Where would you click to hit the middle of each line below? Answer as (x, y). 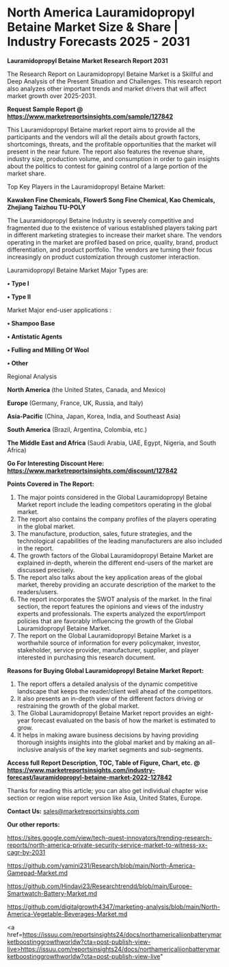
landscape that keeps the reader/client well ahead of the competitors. (115, 691)
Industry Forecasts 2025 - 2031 (98, 42)
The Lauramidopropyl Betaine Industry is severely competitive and (100, 220)
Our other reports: (33, 824)
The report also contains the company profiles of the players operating (117, 519)
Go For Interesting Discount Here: (56, 463)
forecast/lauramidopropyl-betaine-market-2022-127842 (90, 777)
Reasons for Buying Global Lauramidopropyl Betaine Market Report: (105, 670)
